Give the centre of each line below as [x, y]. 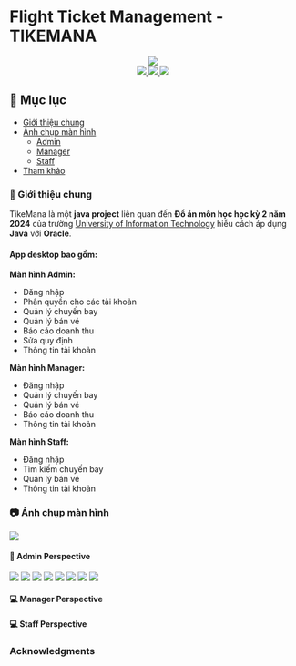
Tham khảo [44, 170]
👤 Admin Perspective [50, 557]
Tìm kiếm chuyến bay [63, 469]
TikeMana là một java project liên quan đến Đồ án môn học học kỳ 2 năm [148, 214]
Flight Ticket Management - [117, 17]
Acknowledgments [52, 651]
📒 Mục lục [38, 101]
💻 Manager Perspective [56, 599]
